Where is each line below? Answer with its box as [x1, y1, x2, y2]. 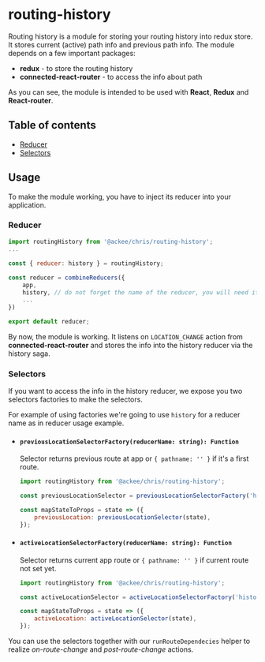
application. [8, 200, 47, 210]
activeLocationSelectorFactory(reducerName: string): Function [19, 539, 233, 548]
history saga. [8, 349, 50, 358]
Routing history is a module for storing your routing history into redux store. [8, 32, 253, 41]
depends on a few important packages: [8, 48, 136, 58]
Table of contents [8, 118, 96, 132]
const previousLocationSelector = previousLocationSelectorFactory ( [19, 492, 250, 499]
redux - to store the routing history [19, 63, 133, 73]
